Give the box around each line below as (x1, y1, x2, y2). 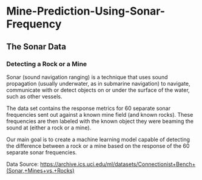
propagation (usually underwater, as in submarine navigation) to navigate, (6, 80, 190, 87)
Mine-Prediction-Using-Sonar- (6, 4, 166, 18)
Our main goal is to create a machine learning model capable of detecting (6, 136, 190, 143)
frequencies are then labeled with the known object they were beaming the (6, 117, 194, 125)
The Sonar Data (6, 41, 67, 52)
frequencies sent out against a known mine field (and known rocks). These (6, 111, 194, 118)
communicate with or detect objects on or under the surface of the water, (6, 86, 190, 94)
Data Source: (6, 160, 39, 168)
